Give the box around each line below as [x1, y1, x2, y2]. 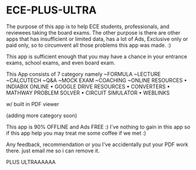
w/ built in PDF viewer [6, 100, 59, 107]
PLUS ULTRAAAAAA [6, 158, 56, 165]
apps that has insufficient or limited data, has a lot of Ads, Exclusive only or [6, 35, 188, 42]
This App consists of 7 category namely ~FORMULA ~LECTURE [6, 70, 161, 77]
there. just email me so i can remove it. [6, 147, 100, 154]
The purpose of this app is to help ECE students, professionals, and [6, 23, 170, 30]
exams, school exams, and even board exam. [6, 59, 116, 66]
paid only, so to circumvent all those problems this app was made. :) [6, 42, 171, 49]
